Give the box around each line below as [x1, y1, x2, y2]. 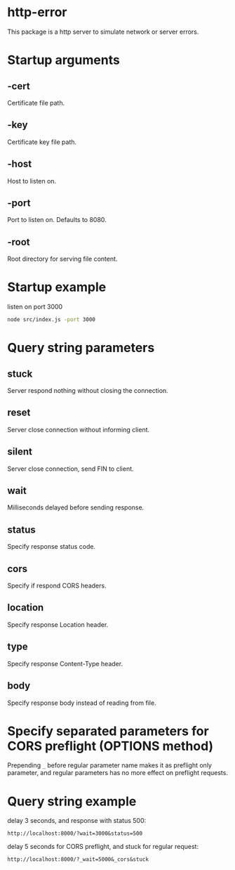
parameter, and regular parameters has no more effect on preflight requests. [7, 769, 228, 777]
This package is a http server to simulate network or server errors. [7, 27, 199, 36]
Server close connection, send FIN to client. [7, 465, 135, 473]
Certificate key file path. [7, 138, 77, 146]
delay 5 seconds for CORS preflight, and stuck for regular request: [7, 843, 199, 851]
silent [7, 446, 33, 457]
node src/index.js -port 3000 [7, 316, 96, 323]
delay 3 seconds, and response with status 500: [7, 817, 147, 825]
